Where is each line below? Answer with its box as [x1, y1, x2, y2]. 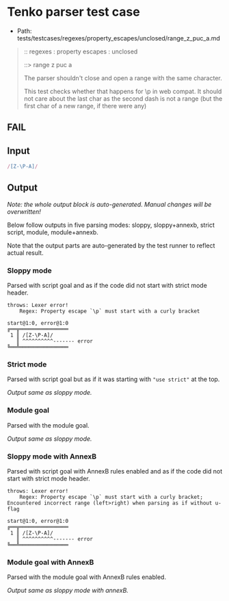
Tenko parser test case [7, 4, 140, 20]
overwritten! [7, 207, 41, 216]
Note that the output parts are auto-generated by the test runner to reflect [7, 241, 215, 249]
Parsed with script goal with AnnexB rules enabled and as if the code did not [7, 467, 223, 476]
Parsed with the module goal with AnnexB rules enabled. [7, 573, 166, 581]
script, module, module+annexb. [7, 228, 99, 236]
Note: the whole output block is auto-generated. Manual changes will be [7, 200, 212, 208]
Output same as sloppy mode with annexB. [7, 587, 129, 595]
